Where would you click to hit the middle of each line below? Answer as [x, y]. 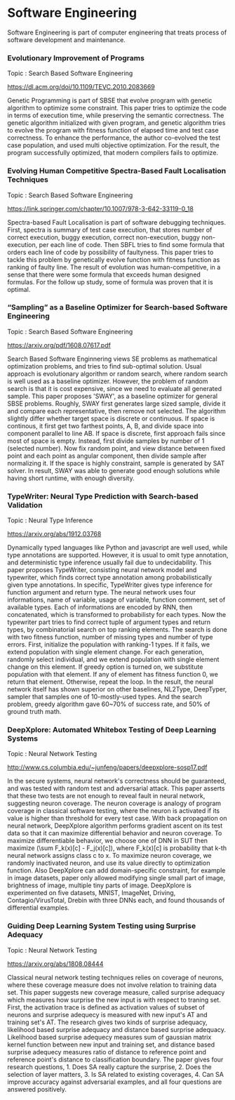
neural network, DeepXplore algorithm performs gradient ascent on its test [115, 826]
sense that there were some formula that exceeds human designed [104, 274]
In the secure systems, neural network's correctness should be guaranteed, [117, 781]
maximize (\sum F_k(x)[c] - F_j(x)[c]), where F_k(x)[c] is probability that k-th [117, 848]
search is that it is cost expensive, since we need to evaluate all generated [115, 388]
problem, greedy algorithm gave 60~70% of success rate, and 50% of [109, 704]
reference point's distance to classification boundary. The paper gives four [115, 1059]
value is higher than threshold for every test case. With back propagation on [117, 819]
